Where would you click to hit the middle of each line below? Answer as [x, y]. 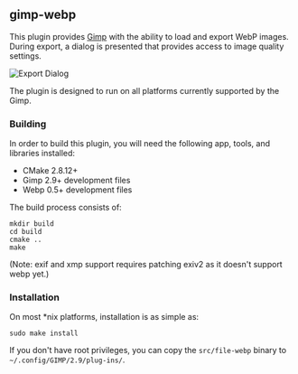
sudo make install [44, 333]
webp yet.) [29, 274]
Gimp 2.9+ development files [76, 181]
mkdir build [32, 224]
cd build [26, 232]
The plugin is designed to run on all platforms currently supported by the [144, 90]
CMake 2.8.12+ [50, 171]
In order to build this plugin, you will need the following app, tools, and [140, 144]
